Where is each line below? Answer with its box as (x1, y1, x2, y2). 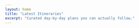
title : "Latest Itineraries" (5, 11, 64, 16)
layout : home (5, 7, 31, 12)
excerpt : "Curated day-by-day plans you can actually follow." (5, 16, 135, 20)
